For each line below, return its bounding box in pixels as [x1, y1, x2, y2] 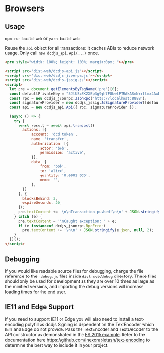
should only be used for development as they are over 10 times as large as [5, 278, 155, 284]
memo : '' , [40, 177, 60, 182]
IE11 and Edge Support [5, 303, 74, 311]
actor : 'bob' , [40, 146, 69, 151]
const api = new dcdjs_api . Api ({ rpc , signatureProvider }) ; [9, 105, 137, 110]
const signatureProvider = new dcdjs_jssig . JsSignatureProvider [9, 101, 143, 105]
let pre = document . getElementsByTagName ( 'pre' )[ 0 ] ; [9, 87, 119, 92]
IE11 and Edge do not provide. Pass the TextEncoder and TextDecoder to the [5, 327, 158, 332]
